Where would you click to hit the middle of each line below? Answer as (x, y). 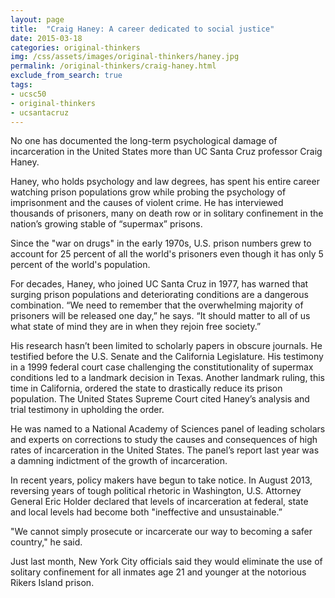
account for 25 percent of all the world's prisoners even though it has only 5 (167, 254)
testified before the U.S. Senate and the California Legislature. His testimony (167, 357)
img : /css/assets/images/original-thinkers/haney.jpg (125, 57)
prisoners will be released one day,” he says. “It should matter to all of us (160, 316)
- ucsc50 (28, 94)
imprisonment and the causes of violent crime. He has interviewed (147, 203)
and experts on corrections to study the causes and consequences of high (164, 440)
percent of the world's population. (80, 265)
